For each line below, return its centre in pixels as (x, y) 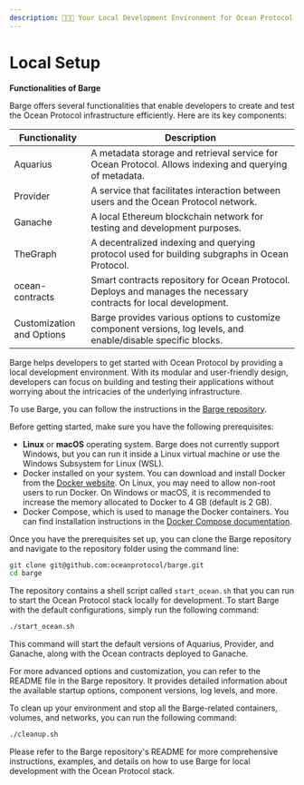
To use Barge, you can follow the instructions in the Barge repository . (138, 408)
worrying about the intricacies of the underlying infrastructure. (126, 391)
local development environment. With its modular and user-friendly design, (149, 372)
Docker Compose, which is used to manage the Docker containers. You (156, 511)
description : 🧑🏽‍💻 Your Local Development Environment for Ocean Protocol (152, 18)
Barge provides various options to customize (185, 317)
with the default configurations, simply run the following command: (134, 610)
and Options (40, 334)
